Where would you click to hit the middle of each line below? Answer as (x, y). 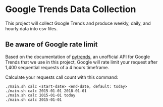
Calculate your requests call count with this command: (62, 77)
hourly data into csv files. (32, 28)
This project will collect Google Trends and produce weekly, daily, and (78, 23)
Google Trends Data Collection (71, 9)
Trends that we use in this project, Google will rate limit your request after (82, 62)
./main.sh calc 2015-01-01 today (40, 95)
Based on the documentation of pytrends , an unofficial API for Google (78, 57)
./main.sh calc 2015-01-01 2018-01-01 (46, 91)
